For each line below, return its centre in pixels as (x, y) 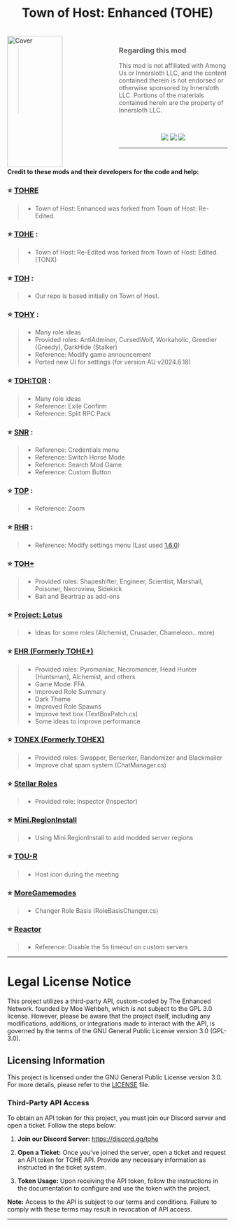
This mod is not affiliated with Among (172, 66)
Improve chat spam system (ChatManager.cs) (100, 765)
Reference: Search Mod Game (78, 465)
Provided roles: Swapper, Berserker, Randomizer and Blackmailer (128, 758)
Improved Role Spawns (68, 706)
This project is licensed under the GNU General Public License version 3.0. (115, 1077)
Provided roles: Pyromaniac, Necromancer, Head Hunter (116, 669)
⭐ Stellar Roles (33, 783)
